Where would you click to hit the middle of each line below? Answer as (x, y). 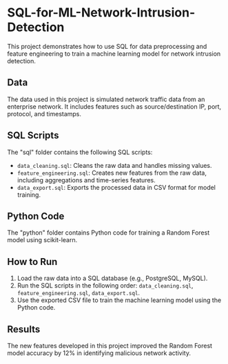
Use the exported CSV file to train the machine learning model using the (119, 300)
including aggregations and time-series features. (86, 180)
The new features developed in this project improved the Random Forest (110, 346)
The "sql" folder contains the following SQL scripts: (80, 152)
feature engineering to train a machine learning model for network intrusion (114, 54)
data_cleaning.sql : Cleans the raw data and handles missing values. (114, 165)
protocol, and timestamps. (44, 114)
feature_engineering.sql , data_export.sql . (78, 293)
